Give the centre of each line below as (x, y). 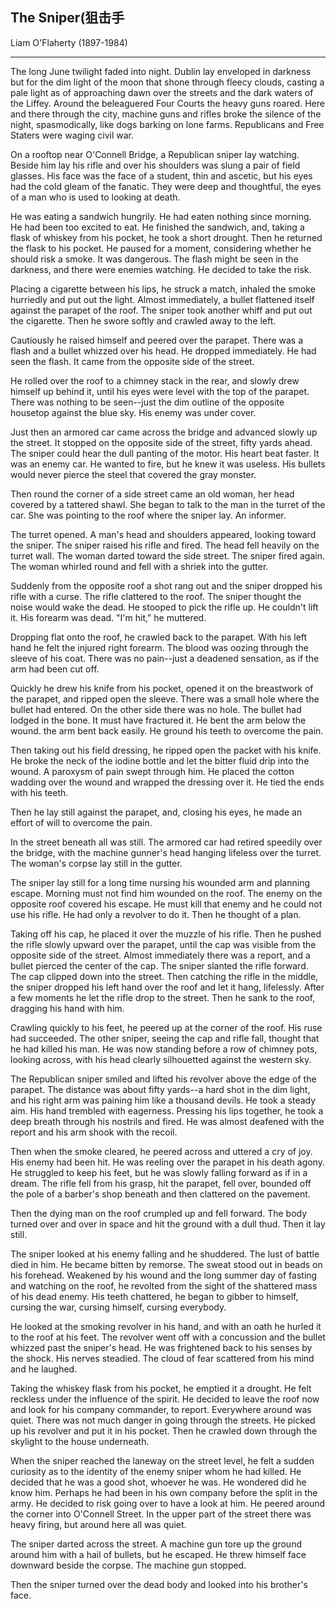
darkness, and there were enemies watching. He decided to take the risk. (161, 269)
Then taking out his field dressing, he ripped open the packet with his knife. (166, 750)
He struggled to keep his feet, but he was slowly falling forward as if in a (159, 1172)
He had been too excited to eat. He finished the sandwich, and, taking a (157, 227)
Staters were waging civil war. (72, 135)
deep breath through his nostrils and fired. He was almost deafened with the (167, 1121)
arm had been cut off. (55, 669)
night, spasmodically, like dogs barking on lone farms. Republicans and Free (167, 124)
